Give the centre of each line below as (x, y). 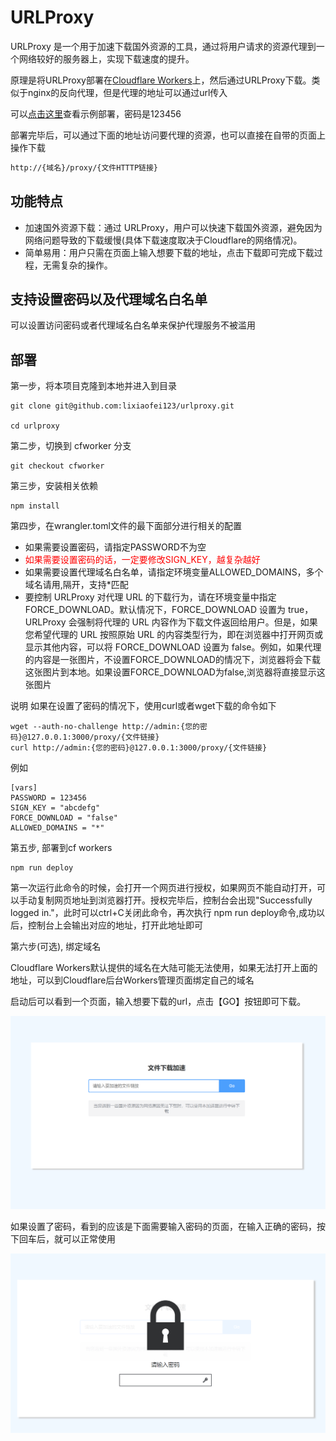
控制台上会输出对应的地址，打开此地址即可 (115, 925)
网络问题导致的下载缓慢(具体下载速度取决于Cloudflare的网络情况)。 (163, 240)
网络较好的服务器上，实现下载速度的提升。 (106, 58)
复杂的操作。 (86, 265)
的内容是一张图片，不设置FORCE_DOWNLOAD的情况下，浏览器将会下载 (172, 660)
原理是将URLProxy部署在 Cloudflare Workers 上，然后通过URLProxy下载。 (161, 80)
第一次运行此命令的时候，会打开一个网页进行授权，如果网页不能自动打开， (163, 888)
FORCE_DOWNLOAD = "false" (64, 818)
